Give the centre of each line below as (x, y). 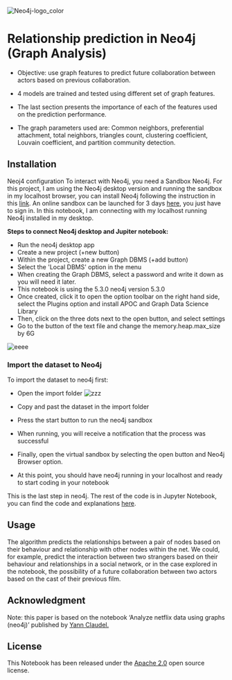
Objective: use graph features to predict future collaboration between (116, 72)
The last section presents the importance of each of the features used (117, 107)
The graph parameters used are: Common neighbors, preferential (110, 128)
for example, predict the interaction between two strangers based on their (113, 556)
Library (27, 311)
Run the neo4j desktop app (56, 245)
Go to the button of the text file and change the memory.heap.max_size (119, 325)
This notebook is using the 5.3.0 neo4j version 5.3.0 (91, 289)
